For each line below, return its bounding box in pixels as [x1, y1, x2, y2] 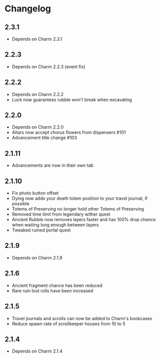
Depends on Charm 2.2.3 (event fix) [11, 63, 85, 70]
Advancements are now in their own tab [11, 162, 94, 168]
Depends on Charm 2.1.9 [11, 254, 63, 260]
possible [11, 201, 30, 207]
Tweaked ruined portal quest [11, 227, 71, 233]
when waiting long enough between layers [11, 222, 99, 228]
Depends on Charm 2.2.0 [11, 124, 64, 130]
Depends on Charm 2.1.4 [11, 348, 63, 354]
